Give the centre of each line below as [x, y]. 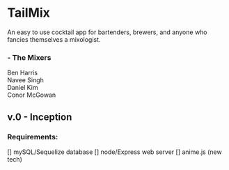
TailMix [29, 13]
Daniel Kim [23, 88]
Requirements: [33, 137]
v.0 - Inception [40, 117]
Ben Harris [23, 73]
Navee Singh [25, 80]
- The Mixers [29, 57]
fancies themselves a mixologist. [54, 39]
